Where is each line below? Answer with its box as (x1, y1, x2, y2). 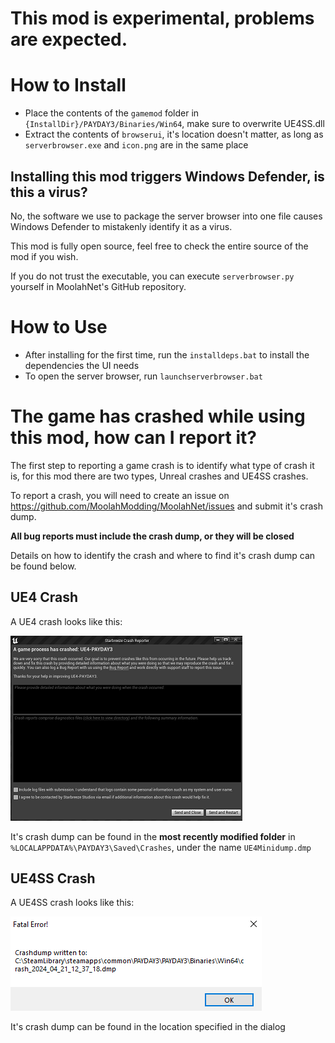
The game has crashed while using (10, 405, 306, 428)
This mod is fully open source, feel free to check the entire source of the (10, 240, 309, 252)
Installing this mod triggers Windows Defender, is (10, 168, 325, 185)
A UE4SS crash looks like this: (10, 897, 135, 909)
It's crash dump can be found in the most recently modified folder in (10, 830, 296, 842)
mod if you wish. (10, 250, 79, 262)
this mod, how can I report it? (10, 427, 257, 449)
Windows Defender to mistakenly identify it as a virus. (10, 220, 233, 232)
